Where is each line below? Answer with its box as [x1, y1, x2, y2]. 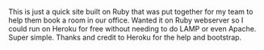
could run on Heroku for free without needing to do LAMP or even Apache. [8, 24, 257, 33]
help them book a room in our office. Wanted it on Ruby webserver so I [8, 15, 244, 25]
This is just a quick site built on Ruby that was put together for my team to [8, 7, 254, 16]
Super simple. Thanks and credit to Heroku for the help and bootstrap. [8, 32, 242, 42]
